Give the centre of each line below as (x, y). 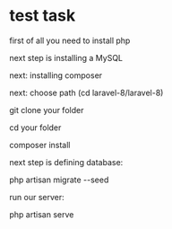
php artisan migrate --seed (59, 180)
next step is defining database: (66, 162)
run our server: (37, 197)
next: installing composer (56, 75)
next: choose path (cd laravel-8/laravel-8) (86, 92)
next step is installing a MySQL (66, 57)
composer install (40, 145)
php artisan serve (42, 214)
